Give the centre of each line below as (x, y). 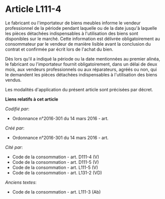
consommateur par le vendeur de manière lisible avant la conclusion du (78, 44)
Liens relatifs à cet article (32, 99)
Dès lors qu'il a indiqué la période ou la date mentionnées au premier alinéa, (82, 59)
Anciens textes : (21, 182)
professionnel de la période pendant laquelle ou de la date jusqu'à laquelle (81, 28)
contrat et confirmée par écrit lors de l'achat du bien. (59, 49)
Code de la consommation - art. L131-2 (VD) (57, 173)
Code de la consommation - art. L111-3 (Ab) (56, 192)
